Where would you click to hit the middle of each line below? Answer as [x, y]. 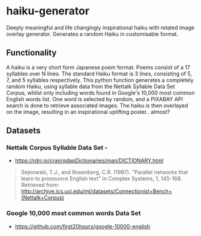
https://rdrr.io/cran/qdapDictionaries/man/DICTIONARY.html [89, 161]
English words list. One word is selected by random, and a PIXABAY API [94, 99]
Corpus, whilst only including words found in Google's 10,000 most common [100, 93]
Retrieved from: [40, 185]
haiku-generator [48, 11]
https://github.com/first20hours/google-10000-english [82, 226]
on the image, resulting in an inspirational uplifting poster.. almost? [88, 111]
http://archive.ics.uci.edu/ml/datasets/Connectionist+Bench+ [96, 191]
